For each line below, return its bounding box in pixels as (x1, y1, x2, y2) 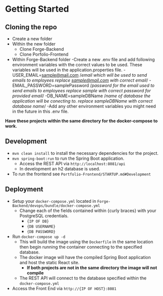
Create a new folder (12, 36, 52, 42)
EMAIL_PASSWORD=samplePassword (12, 83, 89, 88)
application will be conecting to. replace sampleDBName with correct (12, 98, 153, 104)
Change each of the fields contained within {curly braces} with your (19, 208, 157, 213)
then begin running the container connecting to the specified (19, 244, 142, 250)
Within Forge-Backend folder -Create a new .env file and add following (12, 57, 155, 62)
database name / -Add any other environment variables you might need (12, 104, 156, 109)
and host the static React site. (19, 259, 80, 265)
